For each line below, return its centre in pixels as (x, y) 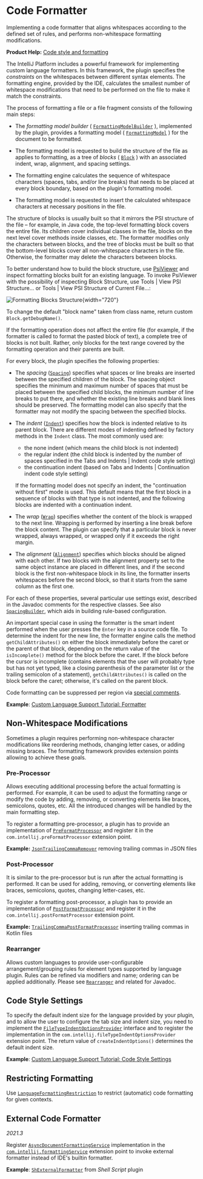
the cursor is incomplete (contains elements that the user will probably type (101, 661)
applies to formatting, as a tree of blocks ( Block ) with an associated (101, 157)
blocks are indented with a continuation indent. (74, 505)
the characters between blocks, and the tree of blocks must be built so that (100, 244)
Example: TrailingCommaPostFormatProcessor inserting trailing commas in (98, 927)
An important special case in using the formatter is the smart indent (90, 622)
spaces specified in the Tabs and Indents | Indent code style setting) (110, 460)
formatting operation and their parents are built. (66, 349)
